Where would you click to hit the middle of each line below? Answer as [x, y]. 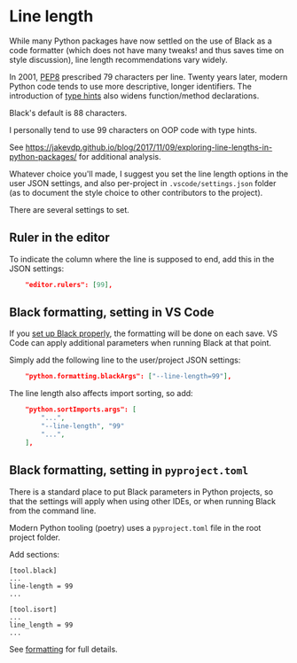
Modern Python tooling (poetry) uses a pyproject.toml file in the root [135, 527]
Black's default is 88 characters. [68, 113]
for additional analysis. [120, 156]
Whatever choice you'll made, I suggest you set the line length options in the [149, 174]
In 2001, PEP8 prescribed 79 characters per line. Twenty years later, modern [148, 76]
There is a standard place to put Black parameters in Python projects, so [141, 491]
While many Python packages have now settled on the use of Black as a [141, 41]
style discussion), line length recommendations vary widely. [118, 59]
